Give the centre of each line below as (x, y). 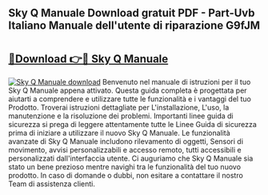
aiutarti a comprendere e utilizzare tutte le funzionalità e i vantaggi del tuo (130, 99)
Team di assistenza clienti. (52, 184)
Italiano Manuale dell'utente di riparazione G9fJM (134, 26)
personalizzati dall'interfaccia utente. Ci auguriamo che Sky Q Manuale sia (131, 158)
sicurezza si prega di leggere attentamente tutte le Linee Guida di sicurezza (133, 124)
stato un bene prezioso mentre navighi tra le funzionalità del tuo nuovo (125, 167)
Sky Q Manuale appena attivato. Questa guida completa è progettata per (128, 90)
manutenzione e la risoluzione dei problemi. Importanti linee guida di (121, 116)
